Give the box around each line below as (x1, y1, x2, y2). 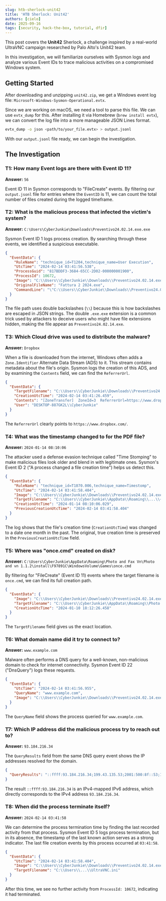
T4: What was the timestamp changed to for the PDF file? (5, 433, 145, 440)
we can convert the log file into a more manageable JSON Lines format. (5, 117, 151, 123)
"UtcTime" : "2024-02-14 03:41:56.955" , (14, 686, 96, 691)
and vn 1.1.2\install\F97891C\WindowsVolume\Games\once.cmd (5, 564, 132, 569)
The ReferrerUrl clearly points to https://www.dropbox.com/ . (5, 421, 128, 427)
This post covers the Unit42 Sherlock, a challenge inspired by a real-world (5, 39, 157, 45)
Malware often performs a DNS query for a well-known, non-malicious (5, 657, 148, 663)
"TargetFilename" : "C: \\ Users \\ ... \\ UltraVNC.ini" (14, 868, 121, 873)
